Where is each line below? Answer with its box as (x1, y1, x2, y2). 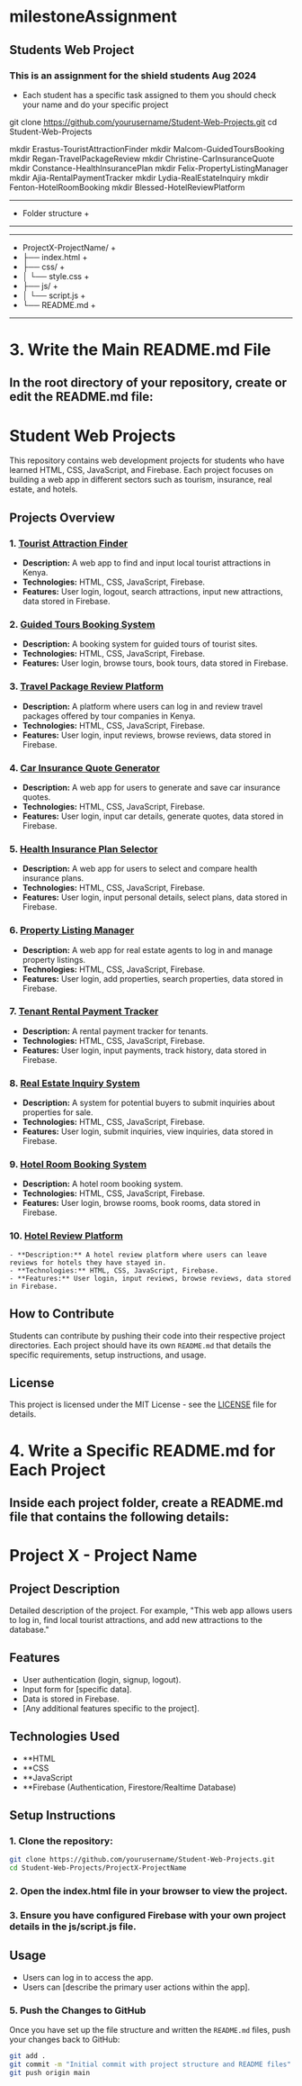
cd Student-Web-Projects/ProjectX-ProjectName (9, 1864, 187, 1873)
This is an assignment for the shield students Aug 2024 (9, 69, 257, 82)
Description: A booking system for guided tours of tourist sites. (22, 639, 258, 649)
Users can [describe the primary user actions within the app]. (22, 1982, 250, 1992)
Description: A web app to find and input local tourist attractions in (22, 558, 271, 568)
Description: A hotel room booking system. (22, 1178, 183, 1190)
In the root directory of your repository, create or (9, 376, 288, 391)
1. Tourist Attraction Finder (9, 537, 129, 549)
